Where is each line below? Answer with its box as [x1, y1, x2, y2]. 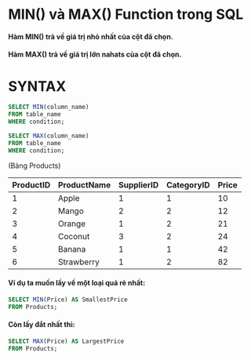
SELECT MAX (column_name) [8, 132, 89, 140]
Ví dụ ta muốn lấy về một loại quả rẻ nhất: [8, 278, 146, 288]
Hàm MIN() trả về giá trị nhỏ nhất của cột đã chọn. [8, 31, 174, 41]
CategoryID [166, 179, 210, 190]
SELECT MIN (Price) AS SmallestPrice [8, 296, 128, 304]
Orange [57, 218, 86, 229]
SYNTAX [8, 77, 67, 95]
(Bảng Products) [8, 161, 61, 170]
